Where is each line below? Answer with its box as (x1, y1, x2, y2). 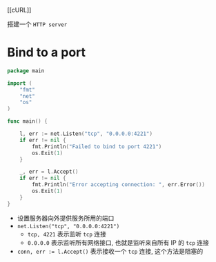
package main (7, 67, 45, 74)
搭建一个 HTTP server (7, 20, 68, 28)
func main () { (7, 118, 48, 125)
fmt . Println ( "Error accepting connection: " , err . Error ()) (32, 181, 206, 188)
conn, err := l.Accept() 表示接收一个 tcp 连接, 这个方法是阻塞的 (17, 247, 204, 255)
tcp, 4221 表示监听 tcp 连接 (27, 230, 107, 238)
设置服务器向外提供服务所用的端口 (17, 214, 115, 222)
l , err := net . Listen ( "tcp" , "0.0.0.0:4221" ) (19, 130, 153, 137)
